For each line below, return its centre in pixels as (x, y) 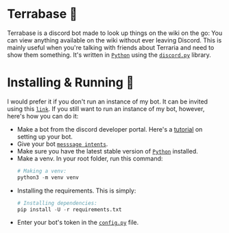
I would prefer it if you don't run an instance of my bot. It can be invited (107, 101)
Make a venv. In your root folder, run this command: (90, 158)
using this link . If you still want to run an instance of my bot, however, (106, 108)
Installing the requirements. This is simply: (76, 191)
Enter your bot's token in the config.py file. (78, 223)
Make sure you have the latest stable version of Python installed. (108, 151)
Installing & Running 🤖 (71, 83)
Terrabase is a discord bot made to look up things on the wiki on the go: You (115, 33)
